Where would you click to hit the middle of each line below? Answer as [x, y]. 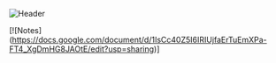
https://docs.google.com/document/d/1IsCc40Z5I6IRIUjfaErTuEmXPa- [139, 40]
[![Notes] [26, 30]
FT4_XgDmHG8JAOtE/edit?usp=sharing [82, 49]
